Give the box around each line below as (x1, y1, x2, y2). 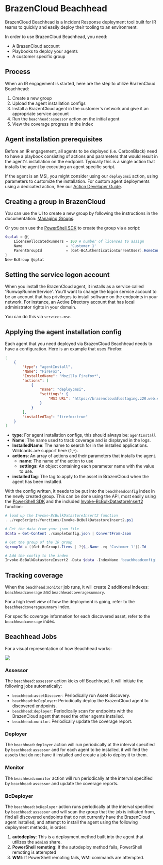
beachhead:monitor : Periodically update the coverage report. (12, 718, 132, 724)
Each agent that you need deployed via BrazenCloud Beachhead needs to (5, 341, 153, 346)
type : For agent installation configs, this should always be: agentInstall (12, 432, 156, 438)
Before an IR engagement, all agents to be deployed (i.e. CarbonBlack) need (5, 148, 157, 154)
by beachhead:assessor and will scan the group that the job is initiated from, (5, 809, 155, 815)
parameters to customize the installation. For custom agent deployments (5, 178, 150, 184)
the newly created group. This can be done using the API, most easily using (5, 493, 156, 500)
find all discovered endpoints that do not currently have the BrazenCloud (5, 814, 150, 820)
